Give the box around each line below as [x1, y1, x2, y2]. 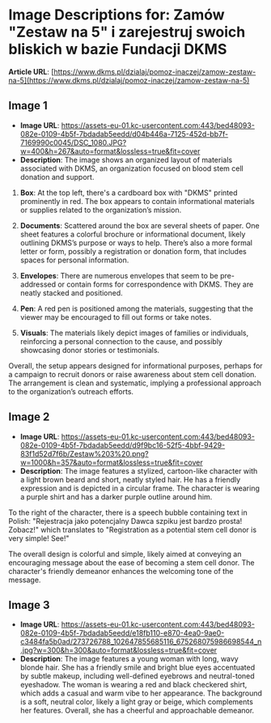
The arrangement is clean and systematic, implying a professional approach [8, 378, 261, 388]
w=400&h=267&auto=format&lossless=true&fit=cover [19, 146, 201, 155]
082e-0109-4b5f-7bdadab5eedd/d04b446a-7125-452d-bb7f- [19, 129, 229, 138]
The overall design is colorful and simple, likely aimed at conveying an [8, 549, 242, 559]
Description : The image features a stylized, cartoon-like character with [19, 466, 258, 475]
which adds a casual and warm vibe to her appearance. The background [19, 688, 263, 698]
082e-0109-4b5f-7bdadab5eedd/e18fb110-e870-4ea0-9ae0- [19, 628, 225, 638]
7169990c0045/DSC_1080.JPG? [19, 138, 127, 147]
